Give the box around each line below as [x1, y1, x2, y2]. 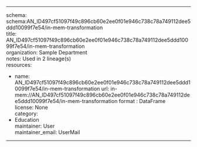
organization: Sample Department [6, 49, 88, 56]
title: [6, 30, 17, 37]
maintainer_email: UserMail [14, 129, 80, 135]
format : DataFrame [118, 98, 166, 104]
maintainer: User [14, 122, 55, 129]
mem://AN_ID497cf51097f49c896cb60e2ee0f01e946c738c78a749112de [14, 91, 191, 98]
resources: [6, 61, 32, 68]
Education [14, 117, 39, 123]
